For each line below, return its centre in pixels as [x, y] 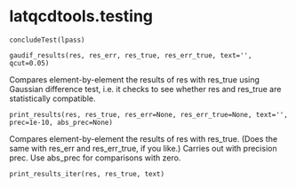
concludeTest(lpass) [48, 40]
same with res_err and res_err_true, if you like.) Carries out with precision [143, 148]
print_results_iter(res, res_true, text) [87, 174]
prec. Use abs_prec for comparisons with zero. [95, 158]
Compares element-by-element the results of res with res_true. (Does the [144, 138]
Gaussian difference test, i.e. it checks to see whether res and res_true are [145, 89]
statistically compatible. [52, 98]
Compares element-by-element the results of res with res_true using [135, 79]
